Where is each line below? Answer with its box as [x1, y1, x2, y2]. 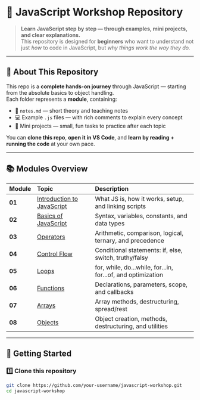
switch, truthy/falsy [95, 253, 149, 262]
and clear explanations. [20, 31, 80, 38]
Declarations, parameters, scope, [95, 280, 187, 289]
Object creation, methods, [95, 314, 168, 323]
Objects [36, 318, 59, 327]
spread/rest [95, 305, 128, 313]
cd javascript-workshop [6, 388, 65, 394]
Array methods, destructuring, [95, 297, 179, 306]
